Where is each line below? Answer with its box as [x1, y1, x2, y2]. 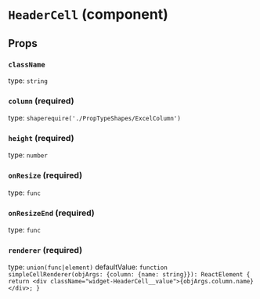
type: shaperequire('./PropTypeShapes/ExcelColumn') [8, 113, 182, 123]
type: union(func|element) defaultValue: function [8, 262, 168, 272]
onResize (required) [8, 170, 83, 181]
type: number [8, 150, 49, 160]
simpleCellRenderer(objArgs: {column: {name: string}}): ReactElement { [8, 271, 251, 279]
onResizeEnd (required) [8, 207, 96, 218]
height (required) [8, 133, 74, 144]
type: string [8, 76, 49, 85]
